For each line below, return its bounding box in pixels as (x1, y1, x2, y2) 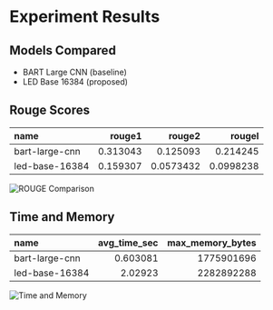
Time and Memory (9, 209, 115, 225)
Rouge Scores (9, 103, 91, 118)
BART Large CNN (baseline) (22, 66, 127, 77)
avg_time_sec (98, 236, 159, 249)
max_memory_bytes (167, 236, 257, 249)
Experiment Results (9, 6, 161, 27)
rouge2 (168, 129, 201, 142)
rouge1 (110, 129, 142, 142)
